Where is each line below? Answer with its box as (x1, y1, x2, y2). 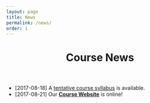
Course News (65, 51, 135, 64)
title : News (6, 14, 36, 20)
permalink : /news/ (6, 20, 52, 26)
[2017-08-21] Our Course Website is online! (14, 90, 123, 98)
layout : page (6, 8, 39, 15)
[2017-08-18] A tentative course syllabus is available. (14, 85, 145, 92)
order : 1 (6, 25, 28, 32)
